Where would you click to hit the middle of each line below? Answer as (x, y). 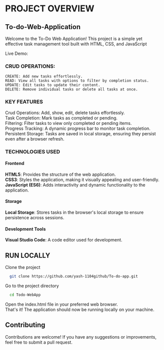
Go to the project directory (32, 286)
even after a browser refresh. (35, 139)
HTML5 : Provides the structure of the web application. (61, 174)
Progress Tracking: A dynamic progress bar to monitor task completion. (78, 128)
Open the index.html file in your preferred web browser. (61, 304)
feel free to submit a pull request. (39, 342)
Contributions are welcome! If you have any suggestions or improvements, (81, 337)
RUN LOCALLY (28, 255)
